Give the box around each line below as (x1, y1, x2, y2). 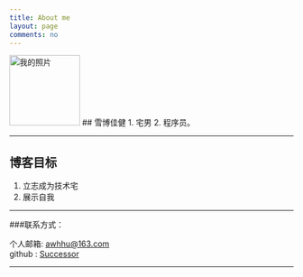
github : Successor (9, 249, 79, 260)
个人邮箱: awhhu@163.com (9, 238, 110, 249)
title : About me (9, 13, 70, 23)
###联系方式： (9, 219, 65, 230)
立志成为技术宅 (22, 180, 78, 191)
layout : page (9, 22, 59, 31)
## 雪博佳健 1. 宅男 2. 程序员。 (81, 117, 196, 128)
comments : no (9, 30, 59, 39)
